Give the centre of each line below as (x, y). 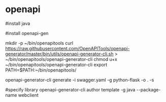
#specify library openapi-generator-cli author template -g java (70, 89)
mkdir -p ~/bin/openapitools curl (39, 43)
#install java (18, 23)
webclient (28, 95)
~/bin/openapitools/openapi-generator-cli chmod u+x (61, 59)
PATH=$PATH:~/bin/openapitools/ (41, 70)
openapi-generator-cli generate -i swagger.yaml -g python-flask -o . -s (80, 80)
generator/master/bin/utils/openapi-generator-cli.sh (59, 54)
